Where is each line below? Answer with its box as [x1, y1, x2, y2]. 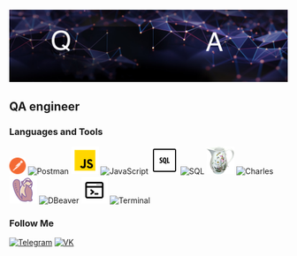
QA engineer [9, 99, 80, 115]
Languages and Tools [9, 125, 103, 138]
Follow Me [9, 217, 55, 230]
